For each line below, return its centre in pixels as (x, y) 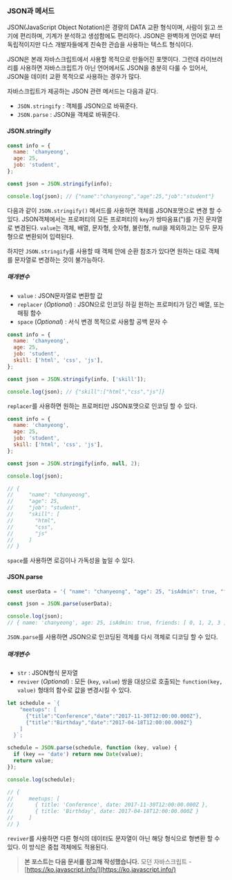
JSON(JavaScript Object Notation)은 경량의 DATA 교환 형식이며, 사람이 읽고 (112, 27)
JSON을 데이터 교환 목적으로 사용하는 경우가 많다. (74, 77)
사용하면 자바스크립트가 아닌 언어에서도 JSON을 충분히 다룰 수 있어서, (114, 68)
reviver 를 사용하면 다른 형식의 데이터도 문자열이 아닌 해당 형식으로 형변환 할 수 (114, 838)
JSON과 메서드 (31, 10)
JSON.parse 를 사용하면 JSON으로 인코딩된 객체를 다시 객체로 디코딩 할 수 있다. (113, 637)
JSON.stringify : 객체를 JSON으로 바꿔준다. (77, 106)
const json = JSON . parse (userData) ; (60, 604)
